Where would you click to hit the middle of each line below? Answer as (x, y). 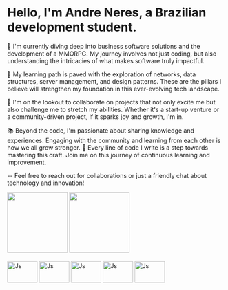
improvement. (27, 162)
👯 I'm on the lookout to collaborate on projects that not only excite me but (111, 102)
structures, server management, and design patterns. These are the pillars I (114, 81)
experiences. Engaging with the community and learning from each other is (114, 140)
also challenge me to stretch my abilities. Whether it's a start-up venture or (113, 109)
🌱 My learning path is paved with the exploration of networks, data (102, 74)
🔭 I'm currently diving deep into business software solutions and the (104, 46)
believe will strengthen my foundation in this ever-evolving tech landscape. (113, 89)
